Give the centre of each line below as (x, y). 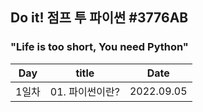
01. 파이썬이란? (84, 91)
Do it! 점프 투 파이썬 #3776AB (99, 18)
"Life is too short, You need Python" (99, 47)
